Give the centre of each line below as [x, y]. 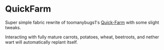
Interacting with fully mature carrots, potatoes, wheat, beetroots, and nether [82, 37]
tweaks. [13, 27]
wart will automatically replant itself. [41, 42]
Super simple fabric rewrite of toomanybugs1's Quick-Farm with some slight [82, 22]
